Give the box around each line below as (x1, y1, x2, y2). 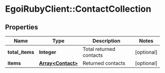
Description (92, 38, 121, 44)
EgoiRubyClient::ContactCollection (5, 3, 151, 15)
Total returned (82, 46, 115, 52)
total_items (7, 49, 34, 55)
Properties (5, 23, 38, 31)
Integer (39, 49, 56, 55)
